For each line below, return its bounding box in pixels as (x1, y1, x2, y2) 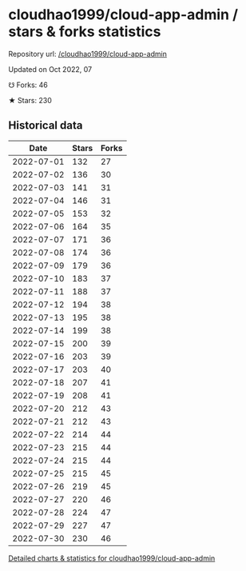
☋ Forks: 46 (8, 80, 48, 90)
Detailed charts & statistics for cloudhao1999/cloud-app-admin (8, 553, 216, 563)
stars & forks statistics (8, 22, 161, 41)
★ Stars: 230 (8, 95, 52, 105)
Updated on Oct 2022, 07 (8, 64, 93, 74)
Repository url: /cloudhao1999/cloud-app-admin (8, 49, 168, 58)
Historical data (8, 118, 83, 133)
